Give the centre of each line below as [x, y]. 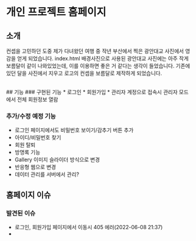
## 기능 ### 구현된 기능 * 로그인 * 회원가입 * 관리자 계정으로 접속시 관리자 [92, 92]
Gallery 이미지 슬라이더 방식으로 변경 [57, 159]
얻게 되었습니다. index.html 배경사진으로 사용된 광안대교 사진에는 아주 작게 [103, 58]
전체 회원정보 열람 [37, 99]
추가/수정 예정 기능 [31, 116]
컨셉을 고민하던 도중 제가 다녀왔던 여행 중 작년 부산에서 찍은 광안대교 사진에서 [95, 51]
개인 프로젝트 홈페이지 [56, 12]
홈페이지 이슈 [29, 195]
